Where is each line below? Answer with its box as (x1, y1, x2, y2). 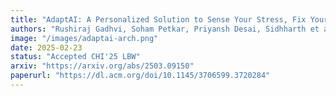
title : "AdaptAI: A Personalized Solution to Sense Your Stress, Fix (10, 14, 307, 25)
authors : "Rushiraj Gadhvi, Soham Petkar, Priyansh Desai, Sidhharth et (10, 24, 320, 34)
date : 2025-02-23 (10, 42, 83, 53)
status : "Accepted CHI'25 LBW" (10, 52, 141, 62)
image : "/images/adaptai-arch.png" (10, 33, 159, 43)
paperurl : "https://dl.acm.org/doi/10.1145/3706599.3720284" (10, 71, 271, 81)
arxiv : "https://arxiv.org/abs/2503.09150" (10, 61, 195, 71)
